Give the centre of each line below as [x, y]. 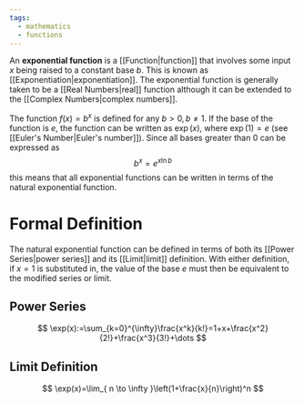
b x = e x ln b [153, 162]
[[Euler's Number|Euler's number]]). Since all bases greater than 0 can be [148, 138]
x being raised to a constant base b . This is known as [109, 70]
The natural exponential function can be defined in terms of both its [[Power [152, 249]
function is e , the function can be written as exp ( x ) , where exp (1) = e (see [149, 128]
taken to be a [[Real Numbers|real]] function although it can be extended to [151, 90]
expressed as [35, 147]
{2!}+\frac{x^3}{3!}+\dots [147, 338]
